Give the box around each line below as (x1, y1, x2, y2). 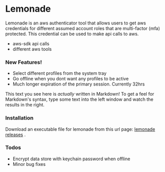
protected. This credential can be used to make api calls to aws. (5, 31, 139, 37)
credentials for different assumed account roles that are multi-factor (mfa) (5, 25, 160, 31)
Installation (5, 114, 34, 122)
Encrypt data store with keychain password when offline (12, 156, 130, 162)
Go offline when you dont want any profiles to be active (12, 76, 129, 82)
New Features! (5, 59, 42, 66)
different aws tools (12, 46, 52, 52)
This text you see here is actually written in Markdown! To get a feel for (5, 91, 154, 97)
